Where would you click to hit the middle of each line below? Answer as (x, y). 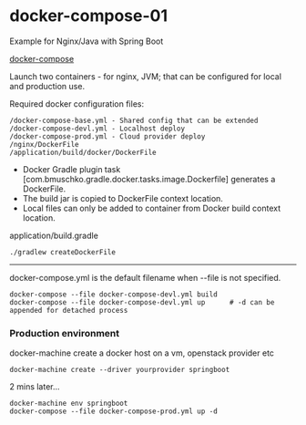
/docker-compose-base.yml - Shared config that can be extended (134, 120)
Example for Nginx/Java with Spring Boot (87, 41)
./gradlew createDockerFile (63, 252)
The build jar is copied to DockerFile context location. (122, 198)
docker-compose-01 (89, 16)
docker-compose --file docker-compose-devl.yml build (114, 294)
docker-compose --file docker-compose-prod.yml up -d (114, 411)
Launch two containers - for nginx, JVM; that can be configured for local (146, 76)
